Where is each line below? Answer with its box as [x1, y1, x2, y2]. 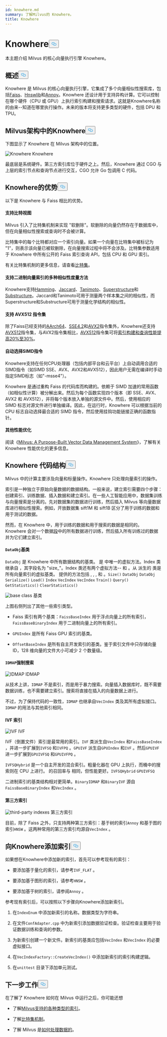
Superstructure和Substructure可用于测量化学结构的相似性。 [5, 299, 129, 305]
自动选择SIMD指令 [5, 348, 43, 354]
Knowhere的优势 [5, 183, 58, 192]
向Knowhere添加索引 [5, 842, 71, 851]
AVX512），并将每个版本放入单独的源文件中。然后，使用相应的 [23, 396, 151, 402]
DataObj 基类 [5, 547, 30, 553]
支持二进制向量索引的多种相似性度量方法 [5, 274, 88, 280]
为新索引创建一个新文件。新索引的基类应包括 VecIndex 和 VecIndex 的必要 [12, 937, 161, 943]
